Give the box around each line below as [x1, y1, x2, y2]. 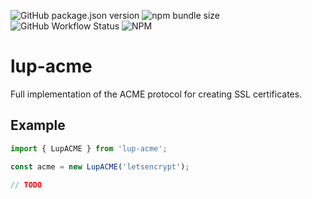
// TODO [10, 180, 43, 190]
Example [10, 117, 66, 134]
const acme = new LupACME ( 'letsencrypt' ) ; [10, 161, 190, 172]
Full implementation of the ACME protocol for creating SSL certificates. [10, 88, 303, 100]
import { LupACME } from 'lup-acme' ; [10, 143, 168, 154]
